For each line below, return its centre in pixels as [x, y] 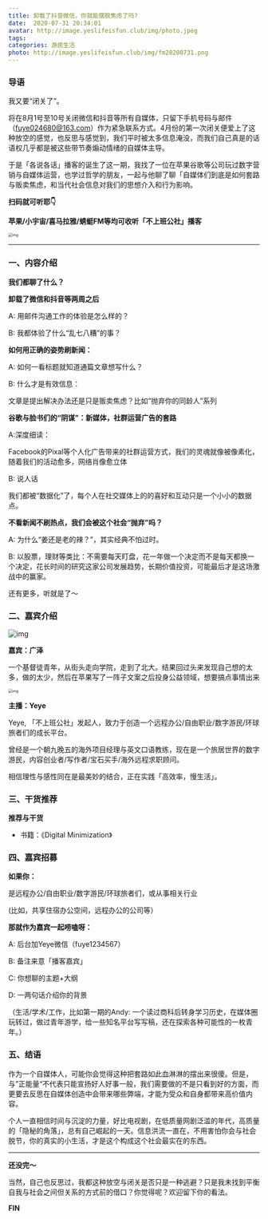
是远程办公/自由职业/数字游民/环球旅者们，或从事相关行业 [103, 893]
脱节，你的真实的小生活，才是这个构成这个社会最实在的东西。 [110, 1140]
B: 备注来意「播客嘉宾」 [48, 961]
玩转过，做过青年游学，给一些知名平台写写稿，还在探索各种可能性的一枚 [127, 1022]
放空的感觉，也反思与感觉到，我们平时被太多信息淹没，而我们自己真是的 [134, 138]
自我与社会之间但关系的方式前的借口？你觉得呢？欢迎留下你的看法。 [120, 1192]
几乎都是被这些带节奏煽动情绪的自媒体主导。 [95, 148]
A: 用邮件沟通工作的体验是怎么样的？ [69, 315]
